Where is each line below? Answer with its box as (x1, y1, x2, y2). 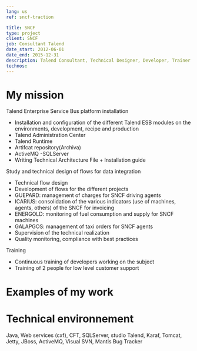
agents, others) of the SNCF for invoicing (14, 204, 115, 212)
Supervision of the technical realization (14, 229, 110, 236)
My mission (6, 88, 64, 102)
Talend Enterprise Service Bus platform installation (6, 108, 129, 115)
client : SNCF (6, 36, 38, 42)
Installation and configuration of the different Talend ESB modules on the (14, 119, 191, 126)
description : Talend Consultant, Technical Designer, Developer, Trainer (6, 57, 191, 63)
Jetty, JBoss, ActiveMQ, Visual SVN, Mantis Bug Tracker (6, 337, 143, 345)
